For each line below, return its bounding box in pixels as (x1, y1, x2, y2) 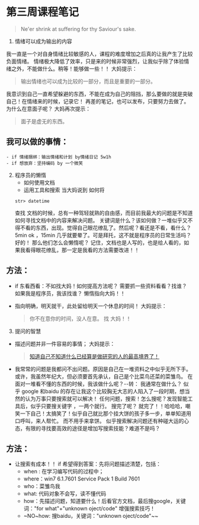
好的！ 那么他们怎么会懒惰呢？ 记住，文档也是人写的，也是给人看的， (14, 238, 184, 246)
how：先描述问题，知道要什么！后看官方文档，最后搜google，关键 (23, 498, 186, 505)
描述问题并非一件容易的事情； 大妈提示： (14, 340, 115, 347)
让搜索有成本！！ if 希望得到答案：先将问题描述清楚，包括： (14, 460, 162, 467)
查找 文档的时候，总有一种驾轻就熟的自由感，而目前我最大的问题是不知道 (14, 209, 193, 217)
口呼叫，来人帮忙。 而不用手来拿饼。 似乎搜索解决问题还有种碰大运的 (14, 417, 184, 424)
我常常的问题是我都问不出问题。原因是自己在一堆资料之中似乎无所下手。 (14, 365, 191, 373)
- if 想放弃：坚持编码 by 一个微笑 (6, 160, 84, 166)
